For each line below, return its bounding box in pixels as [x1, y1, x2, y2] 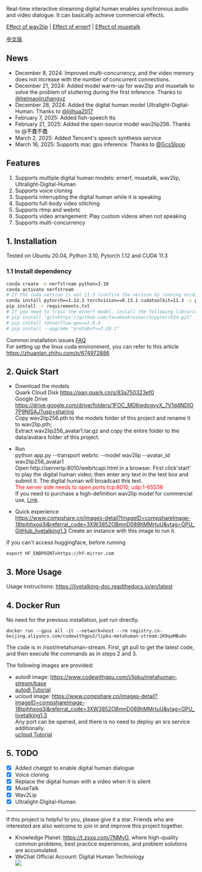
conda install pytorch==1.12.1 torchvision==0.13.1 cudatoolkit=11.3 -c [6, 298, 192, 304]
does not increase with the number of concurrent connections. [14, 75, 171, 83]
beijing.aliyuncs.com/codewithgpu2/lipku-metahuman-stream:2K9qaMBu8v [6, 633, 187, 639]
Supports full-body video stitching [14, 200, 100, 207]
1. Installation [6, 236, 57, 247]
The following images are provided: [6, 662, 94, 669]
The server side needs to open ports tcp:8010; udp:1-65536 [14, 484, 164, 491]
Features [6, 158, 40, 168]
